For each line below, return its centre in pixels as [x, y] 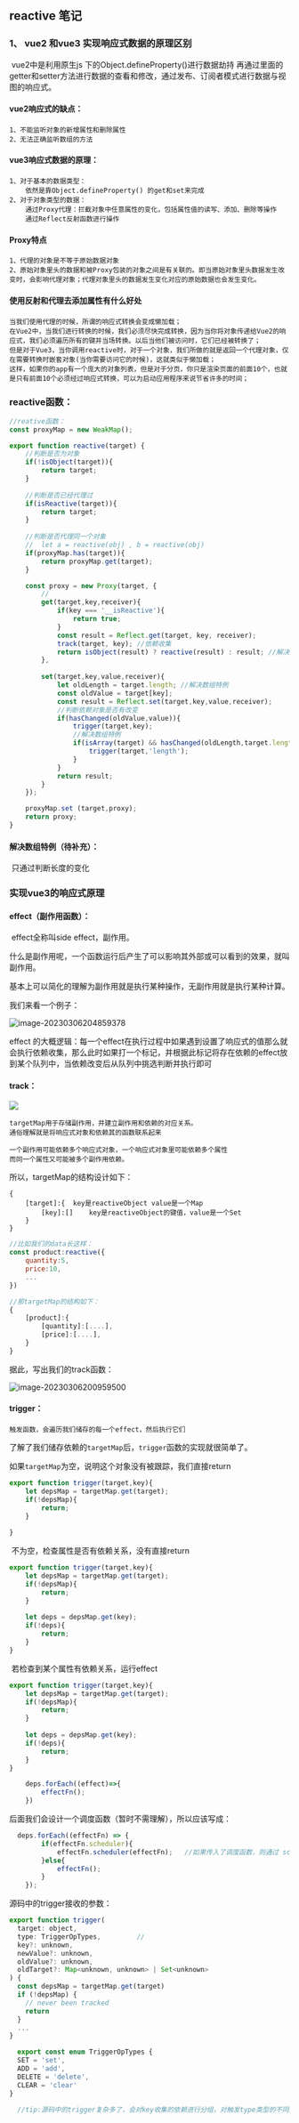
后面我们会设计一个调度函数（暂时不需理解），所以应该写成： [120, 1819]
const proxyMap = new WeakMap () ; [71, 430]
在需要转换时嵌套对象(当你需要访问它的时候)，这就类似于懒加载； [113, 359]
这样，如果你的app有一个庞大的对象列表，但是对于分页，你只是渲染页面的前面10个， [141, 369]
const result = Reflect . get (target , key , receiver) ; [156, 635]
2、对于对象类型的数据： [48, 200]
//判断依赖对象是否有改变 [97, 710]
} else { [53, 1861]
